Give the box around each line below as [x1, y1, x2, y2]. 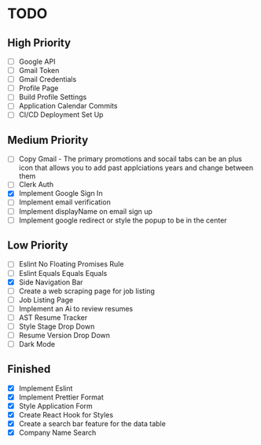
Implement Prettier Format [18, 392, 104, 402]
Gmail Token [18, 66, 60, 75]
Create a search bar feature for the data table [18, 419, 166, 428]
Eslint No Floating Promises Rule [18, 259, 124, 269]
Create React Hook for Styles [18, 410, 114, 420]
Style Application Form [18, 402, 94, 410]
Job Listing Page [18, 295, 74, 304]
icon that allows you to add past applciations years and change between [18, 163, 254, 173]
